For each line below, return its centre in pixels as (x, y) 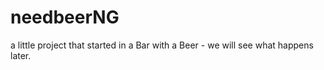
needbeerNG (65, 17)
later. (21, 55)
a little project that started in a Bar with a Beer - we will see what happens (162, 45)
